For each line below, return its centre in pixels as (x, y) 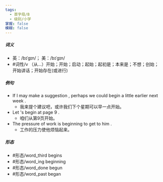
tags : (11, 10)
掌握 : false (17, 24)
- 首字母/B (20, 14)
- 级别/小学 (20, 19)
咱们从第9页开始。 (39, 118)
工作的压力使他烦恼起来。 (46, 130)
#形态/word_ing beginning (39, 162)
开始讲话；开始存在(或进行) (40, 70)
